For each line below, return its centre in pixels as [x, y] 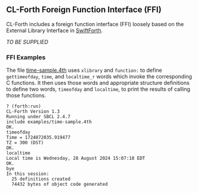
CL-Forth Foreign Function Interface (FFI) [84, 10]
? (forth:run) [24, 106]
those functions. [26, 96]
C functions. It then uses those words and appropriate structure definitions [98, 83]
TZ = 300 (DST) [25, 143]
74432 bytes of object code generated [60, 184]
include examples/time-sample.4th [49, 122]
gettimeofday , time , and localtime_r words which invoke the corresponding [99, 77]
